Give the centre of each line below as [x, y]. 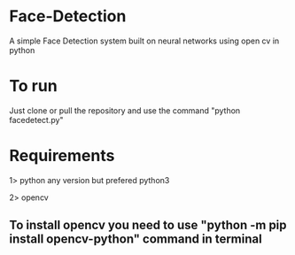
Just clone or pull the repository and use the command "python [125, 110]
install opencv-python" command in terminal [136, 240]
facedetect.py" [36, 120]
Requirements [62, 156]
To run [33, 86]
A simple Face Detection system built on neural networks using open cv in [144, 41]
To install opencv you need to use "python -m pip [148, 225]
